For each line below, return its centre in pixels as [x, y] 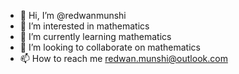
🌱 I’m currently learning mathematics [95, 36]
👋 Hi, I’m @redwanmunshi [73, 15]
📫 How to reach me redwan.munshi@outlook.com [123, 58]
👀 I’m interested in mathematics [84, 26]
